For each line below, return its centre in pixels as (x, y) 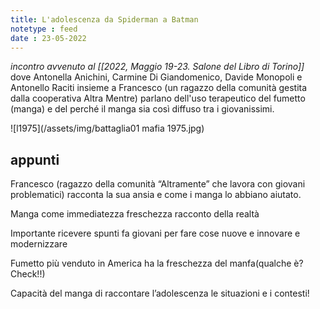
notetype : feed (44, 29)
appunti (35, 159)
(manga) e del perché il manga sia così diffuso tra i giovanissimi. (142, 109)
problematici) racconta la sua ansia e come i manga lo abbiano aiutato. (156, 195)
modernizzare (39, 244)
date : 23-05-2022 (48, 38)
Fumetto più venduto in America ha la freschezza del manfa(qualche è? (157, 263)
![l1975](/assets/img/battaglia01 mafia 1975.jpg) (107, 128)
